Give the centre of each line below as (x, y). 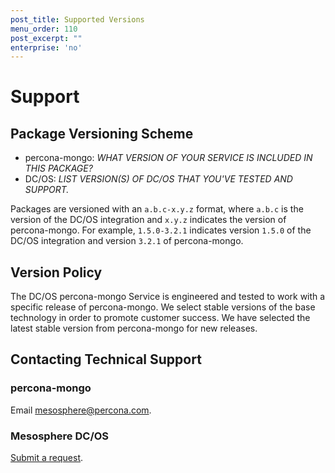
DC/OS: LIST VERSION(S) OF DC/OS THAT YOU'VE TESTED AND (158, 179)
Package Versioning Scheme (102, 133)
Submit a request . (47, 458)
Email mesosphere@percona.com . (81, 410)
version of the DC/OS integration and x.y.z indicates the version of (148, 220)
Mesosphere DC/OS (60, 436)
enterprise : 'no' (46, 47)
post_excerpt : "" (46, 38)
